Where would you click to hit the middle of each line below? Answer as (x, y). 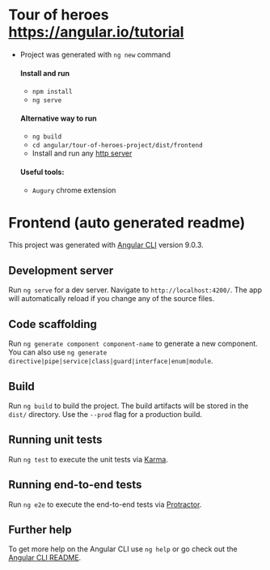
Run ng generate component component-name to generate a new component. (133, 344)
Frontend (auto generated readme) (127, 222)
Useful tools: (42, 172)
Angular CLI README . (45, 558)
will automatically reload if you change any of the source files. (112, 299)
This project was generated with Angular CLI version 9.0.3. (106, 245)
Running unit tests (55, 440)
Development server (61, 270)
